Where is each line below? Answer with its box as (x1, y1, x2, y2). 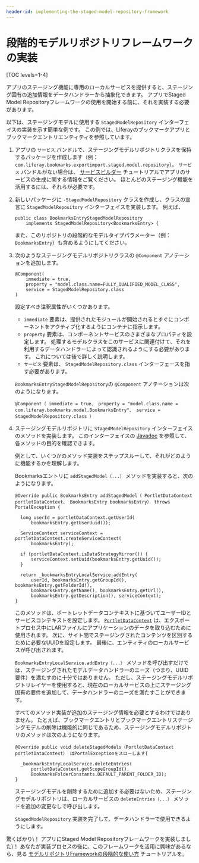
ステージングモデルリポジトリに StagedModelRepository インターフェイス (14, 424, 193, 431)
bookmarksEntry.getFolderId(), (14, 582, 93, 588)
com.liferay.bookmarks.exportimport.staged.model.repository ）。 (14, 161, 178, 168)
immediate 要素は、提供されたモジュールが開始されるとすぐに (23, 315, 174, 323)
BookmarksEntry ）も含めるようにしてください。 (14, 239, 131, 246)
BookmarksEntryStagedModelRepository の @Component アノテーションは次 (14, 380, 189, 387)
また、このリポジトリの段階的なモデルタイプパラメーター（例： (14, 232, 171, 239)
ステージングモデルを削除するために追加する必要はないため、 (14, 787, 166, 795)
